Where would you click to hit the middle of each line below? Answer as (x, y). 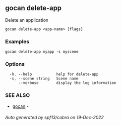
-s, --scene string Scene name (44, 79)
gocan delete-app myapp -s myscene (42, 52)
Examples (17, 42)
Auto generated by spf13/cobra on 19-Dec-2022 (55, 118)
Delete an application (27, 20)
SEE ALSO (18, 95)
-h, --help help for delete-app (54, 74)
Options (15, 64)
